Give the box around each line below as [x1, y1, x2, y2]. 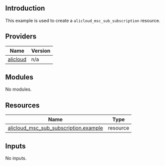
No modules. [5, 86, 32, 93]
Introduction [5, 4, 45, 13]
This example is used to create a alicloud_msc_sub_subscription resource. [5, 17, 160, 23]
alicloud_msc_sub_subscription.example [8, 124, 103, 132]
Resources [5, 101, 40, 109]
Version [31, 47, 50, 54]
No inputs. [5, 155, 27, 161]
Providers [5, 32, 37, 41]
